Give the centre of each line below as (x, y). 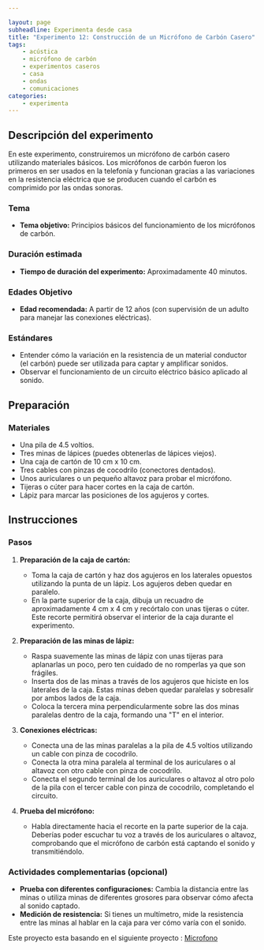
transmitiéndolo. (58, 851)
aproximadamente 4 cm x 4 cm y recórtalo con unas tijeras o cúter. (140, 608)
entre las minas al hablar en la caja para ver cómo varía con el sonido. (133, 922)
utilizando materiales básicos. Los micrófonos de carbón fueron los (117, 163)
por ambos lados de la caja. (76, 698)
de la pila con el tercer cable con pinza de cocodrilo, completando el (143, 787)
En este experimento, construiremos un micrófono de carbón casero (119, 154)
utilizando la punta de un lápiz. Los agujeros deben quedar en (132, 583)
